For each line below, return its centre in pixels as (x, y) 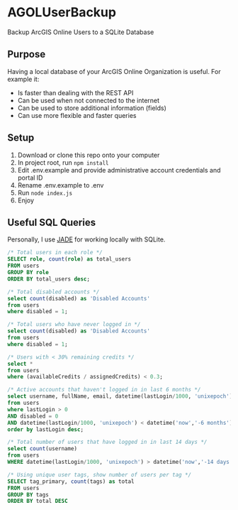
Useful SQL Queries (52, 222)
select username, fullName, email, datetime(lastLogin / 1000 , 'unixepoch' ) (120, 396)
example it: (23, 79)
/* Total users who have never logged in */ (74, 325)
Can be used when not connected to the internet (89, 100)
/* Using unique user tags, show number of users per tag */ (100, 474)
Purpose (27, 54)
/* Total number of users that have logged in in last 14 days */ (107, 442)
